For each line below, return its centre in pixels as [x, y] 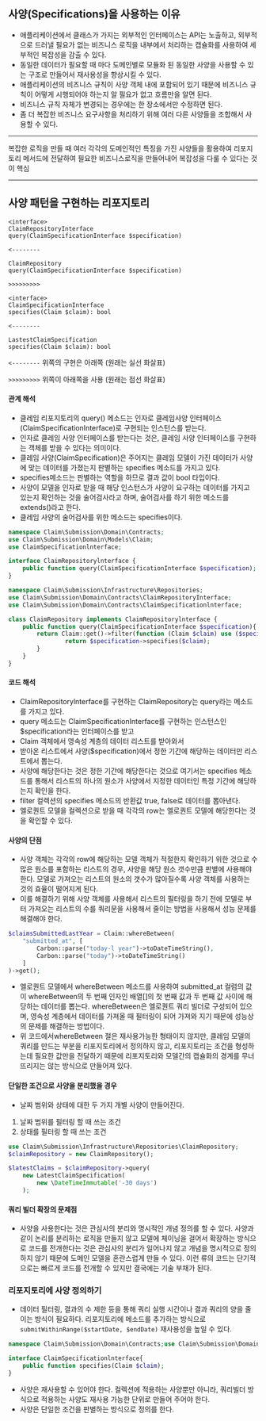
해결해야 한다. [41, 919]
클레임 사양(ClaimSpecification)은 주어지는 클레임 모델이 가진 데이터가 [129, 458]
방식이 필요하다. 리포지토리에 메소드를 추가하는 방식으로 [120, 1319]
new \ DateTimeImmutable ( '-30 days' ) [97, 1183]
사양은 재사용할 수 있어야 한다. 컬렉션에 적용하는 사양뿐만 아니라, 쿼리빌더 [133, 1389]
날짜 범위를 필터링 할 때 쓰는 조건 [70, 1121]
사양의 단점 [25, 840]
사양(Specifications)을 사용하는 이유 [94, 14]
